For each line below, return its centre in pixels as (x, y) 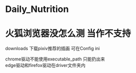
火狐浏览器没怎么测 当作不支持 (68, 34)
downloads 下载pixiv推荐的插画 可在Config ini (52, 48)
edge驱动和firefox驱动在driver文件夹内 (45, 65)
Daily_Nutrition (37, 9)
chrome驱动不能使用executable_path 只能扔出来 (55, 59)
